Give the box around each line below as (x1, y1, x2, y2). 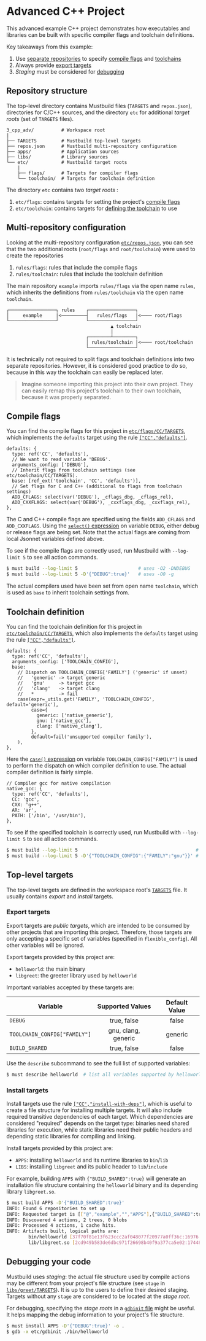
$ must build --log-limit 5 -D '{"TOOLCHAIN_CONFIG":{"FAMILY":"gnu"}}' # (6, 852, 199, 859)
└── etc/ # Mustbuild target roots (6, 159, 128, 165)
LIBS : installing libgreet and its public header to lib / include (15, 1162, 167, 1170)
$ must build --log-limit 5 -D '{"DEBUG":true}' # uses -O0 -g (6, 571, 174, 578)
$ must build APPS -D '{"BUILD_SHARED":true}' (6, 1199, 124, 1206)
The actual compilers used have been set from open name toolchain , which (6, 582, 198, 590)
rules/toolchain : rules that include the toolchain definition (15, 270, 163, 278)
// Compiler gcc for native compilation (6, 780, 112, 787)
